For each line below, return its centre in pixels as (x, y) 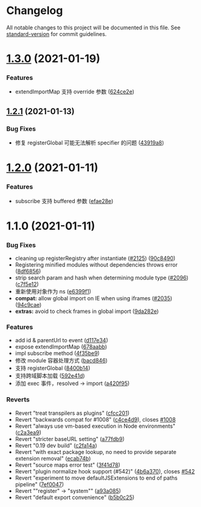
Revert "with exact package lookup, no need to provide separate (96, 451)
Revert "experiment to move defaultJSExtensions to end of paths (96, 478)
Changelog (35, 11)
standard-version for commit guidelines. (56, 34)
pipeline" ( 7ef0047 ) (39, 484)
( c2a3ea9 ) (28, 432)
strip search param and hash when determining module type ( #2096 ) (102, 278)
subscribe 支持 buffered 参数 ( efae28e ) (64, 201)
